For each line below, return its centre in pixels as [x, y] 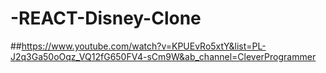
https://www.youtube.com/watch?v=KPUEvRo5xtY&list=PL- [144, 46]
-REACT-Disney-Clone [106, 18]
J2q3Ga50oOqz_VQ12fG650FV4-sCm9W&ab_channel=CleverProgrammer [163, 56]
